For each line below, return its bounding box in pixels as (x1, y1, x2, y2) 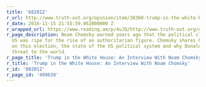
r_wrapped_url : (6, 26, 45, 32)
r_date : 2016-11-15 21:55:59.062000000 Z (6, 20, 114, 26)
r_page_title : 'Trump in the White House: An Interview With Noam (6, 55, 180, 61)
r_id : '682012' (6, 66, 45, 72)
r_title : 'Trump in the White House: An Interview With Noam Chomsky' (6, 60, 191, 66)
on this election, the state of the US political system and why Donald (12, 43, 202, 50)
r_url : (6, 15, 23, 21)
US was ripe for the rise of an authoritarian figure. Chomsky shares (12, 37, 196, 43)
